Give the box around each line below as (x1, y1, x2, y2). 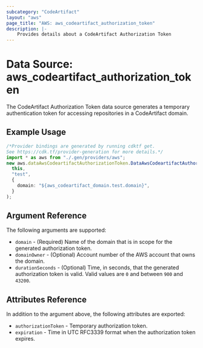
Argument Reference (6, 211, 87, 221)
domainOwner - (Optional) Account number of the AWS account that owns (14, 251, 195, 258)
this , (11, 166, 26, 172)
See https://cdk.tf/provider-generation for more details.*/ (6, 149, 164, 155)
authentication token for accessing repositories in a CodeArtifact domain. (6, 110, 188, 117)
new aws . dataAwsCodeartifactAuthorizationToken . (6, 160, 131, 166)
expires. (14, 335, 35, 343)
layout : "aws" (6, 15, 42, 21)
